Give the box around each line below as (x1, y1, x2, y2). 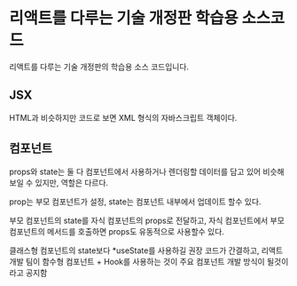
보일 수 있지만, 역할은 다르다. (9, 177, 109, 187)
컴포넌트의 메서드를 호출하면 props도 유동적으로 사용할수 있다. (9, 226, 224, 236)
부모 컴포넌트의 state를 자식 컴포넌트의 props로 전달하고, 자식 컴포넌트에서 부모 (9, 215, 285, 226)
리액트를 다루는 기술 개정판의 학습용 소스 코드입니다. (9, 61, 189, 72)
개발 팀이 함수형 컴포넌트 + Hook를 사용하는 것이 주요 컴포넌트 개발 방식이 (9, 256, 265, 266)
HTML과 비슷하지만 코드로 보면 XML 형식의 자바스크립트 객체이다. (9, 112, 238, 123)
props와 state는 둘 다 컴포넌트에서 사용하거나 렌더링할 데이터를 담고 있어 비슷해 (9, 166, 285, 177)
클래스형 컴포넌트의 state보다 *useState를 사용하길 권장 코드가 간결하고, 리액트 (9, 245, 284, 256)
